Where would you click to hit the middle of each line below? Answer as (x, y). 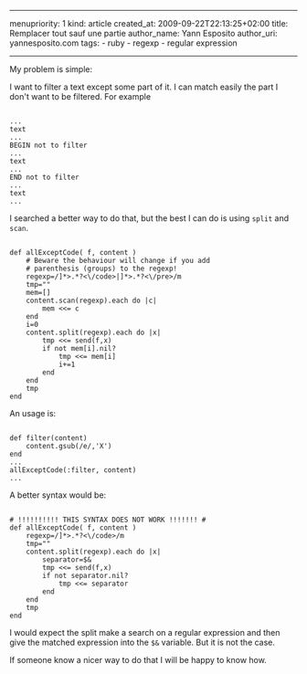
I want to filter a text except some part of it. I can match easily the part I (144, 87)
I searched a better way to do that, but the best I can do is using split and (149, 218)
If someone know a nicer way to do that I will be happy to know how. (138, 660)
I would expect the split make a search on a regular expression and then (145, 632)
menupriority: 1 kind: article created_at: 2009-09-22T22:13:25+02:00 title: (149, 23)
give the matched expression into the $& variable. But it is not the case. (143, 642)
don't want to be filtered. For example (80, 96)
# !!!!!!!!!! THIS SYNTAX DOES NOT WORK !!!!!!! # (108, 520)
